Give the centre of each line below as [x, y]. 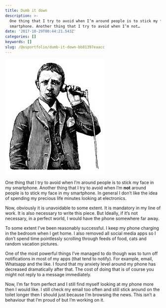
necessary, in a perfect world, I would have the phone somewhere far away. [82, 218]
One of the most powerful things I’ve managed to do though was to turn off [82, 253]
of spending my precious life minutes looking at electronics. [66, 198]
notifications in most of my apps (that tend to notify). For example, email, [79, 258]
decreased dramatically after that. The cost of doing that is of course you [80, 269]
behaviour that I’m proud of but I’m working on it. [55, 300]
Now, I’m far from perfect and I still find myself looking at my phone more [80, 284]
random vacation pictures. [32, 244]
